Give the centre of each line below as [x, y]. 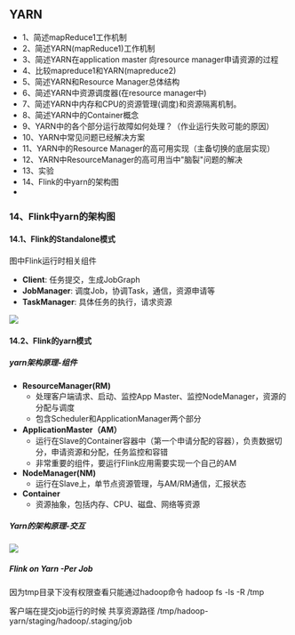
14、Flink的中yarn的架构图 [70, 181]
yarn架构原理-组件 [44, 363]
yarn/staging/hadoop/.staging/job [71, 621]
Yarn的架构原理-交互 [48, 526]
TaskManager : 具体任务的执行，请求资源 [97, 301]
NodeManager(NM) [59, 473]
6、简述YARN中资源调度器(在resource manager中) [114, 92]
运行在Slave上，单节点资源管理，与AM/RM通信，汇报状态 [141, 483]
